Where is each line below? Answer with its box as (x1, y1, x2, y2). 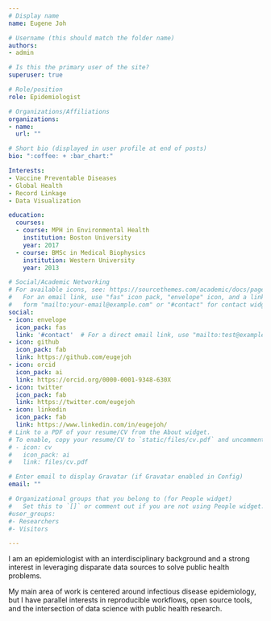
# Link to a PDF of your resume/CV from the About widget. (8, 428, 211, 436)
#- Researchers (8, 517, 60, 525)
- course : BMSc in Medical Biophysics (15, 248, 147, 256)
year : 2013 (23, 264, 60, 272)
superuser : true (8, 71, 63, 79)
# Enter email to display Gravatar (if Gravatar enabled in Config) (8, 473, 244, 481)
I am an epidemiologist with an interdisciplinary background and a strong (8, 554, 250, 564)
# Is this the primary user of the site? (8, 64, 150, 72)
